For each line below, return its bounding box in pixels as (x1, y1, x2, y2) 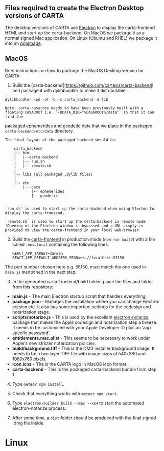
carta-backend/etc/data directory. (5, 128, 74, 134)
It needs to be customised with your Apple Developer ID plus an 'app (12, 324, 151, 330)
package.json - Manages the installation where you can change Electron (12, 298, 160, 304)
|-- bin (14, 150, 29, 155)
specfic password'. (12, 330, 51, 336)
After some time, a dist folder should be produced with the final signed (12, 415, 156, 421)
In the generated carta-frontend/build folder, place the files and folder (12, 278, 153, 284)
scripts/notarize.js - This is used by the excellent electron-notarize (12, 314, 149, 320)
